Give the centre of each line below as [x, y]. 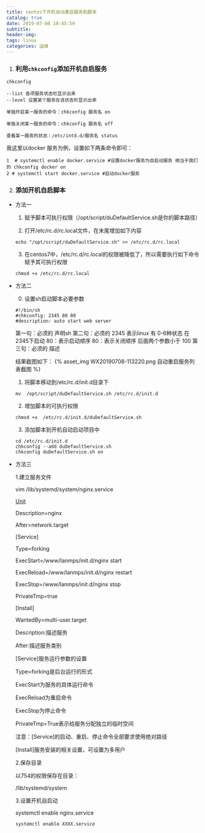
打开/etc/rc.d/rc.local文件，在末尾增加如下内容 [83, 231]
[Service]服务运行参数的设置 [51, 658]
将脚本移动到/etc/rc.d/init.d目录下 [66, 382]
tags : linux [21, 40]
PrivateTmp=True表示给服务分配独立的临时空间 [74, 724]
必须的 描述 [46, 349]
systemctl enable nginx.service [54, 813]
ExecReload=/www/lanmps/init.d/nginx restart [74, 573]
